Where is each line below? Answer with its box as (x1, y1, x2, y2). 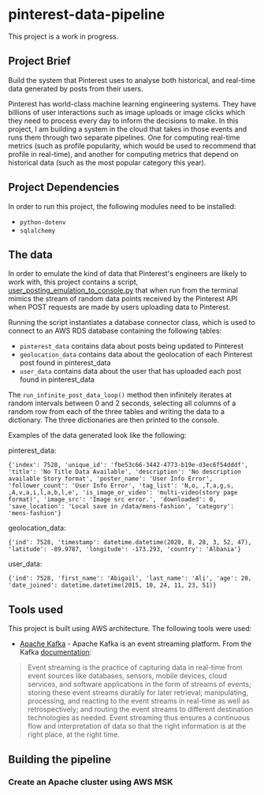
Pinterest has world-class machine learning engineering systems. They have (8, 99, 257, 108)
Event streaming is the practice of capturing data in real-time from (27, 662, 243, 672)
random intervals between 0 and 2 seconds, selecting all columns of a (8, 398, 236, 408)
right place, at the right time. (27, 730, 120, 739)
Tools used (8, 603, 64, 616)
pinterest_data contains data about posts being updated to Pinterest (19, 342, 244, 351)
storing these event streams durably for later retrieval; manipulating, (27, 688, 249, 697)
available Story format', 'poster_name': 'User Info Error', (8, 475, 214, 483)
